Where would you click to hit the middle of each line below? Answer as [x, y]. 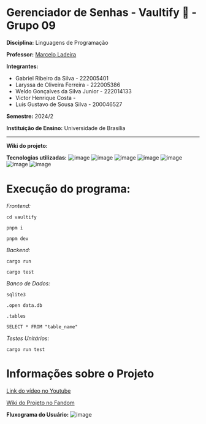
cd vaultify [21, 217]
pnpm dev [17, 239]
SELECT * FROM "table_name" [42, 327]
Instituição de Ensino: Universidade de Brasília [66, 128]
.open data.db [25, 305]
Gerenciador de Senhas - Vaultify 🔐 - [102, 13]
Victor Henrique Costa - [45, 98]
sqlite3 [16, 295]
